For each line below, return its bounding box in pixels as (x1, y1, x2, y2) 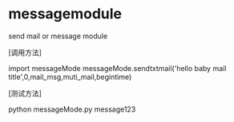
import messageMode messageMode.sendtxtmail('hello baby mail (8, 63, 227, 73)
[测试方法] (8, 89, 42, 98)
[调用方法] (8, 47, 42, 57)
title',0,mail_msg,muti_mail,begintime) (8, 72, 132, 81)
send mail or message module (8, 31, 108, 41)
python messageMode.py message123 (8, 104, 136, 114)
